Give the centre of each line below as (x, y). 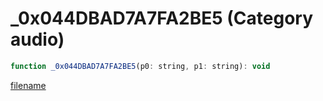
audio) (37, 39)
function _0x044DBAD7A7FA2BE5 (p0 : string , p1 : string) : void (140, 66)
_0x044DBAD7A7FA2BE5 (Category (162, 18)
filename (28, 85)
